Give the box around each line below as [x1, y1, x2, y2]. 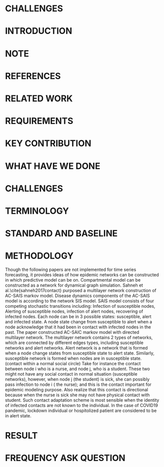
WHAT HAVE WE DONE [5, 160, 100, 172]
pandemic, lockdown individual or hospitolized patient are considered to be [5, 408, 157, 413]
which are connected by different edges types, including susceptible [5, 340, 143, 346]
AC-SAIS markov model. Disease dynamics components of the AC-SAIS [5, 293, 150, 298]
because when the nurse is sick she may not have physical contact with [5, 392, 150, 398]
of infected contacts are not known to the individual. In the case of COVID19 [5, 403, 158, 408]
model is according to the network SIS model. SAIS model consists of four [5, 298, 154, 304]
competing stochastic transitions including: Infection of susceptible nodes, [5, 303, 156, 309]
